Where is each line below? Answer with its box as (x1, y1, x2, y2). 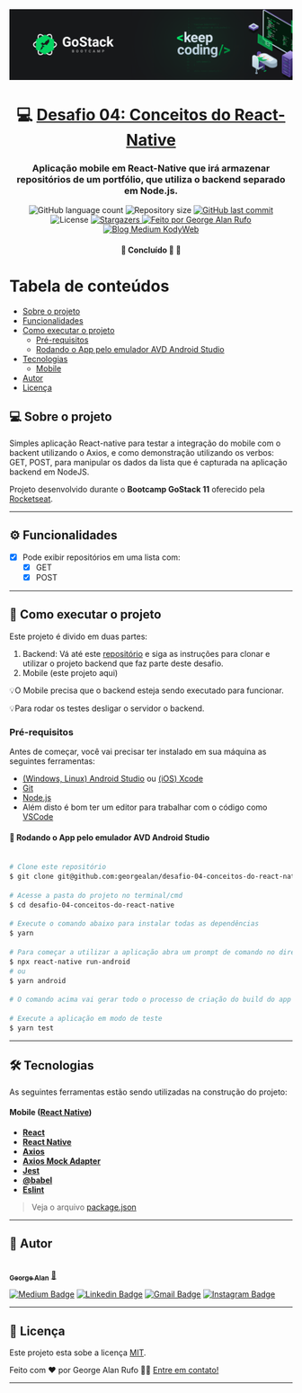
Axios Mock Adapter (22, 1155, 102, 1167)
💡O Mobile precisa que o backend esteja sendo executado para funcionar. (9, 685, 285, 696)
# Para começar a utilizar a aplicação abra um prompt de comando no (9, 947, 276, 956)
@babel (22, 1175, 53, 1185)
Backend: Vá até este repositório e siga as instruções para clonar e (22, 648, 271, 659)
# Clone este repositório (9, 863, 106, 872)
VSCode (22, 811, 54, 821)
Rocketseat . (9, 493, 54, 504)
